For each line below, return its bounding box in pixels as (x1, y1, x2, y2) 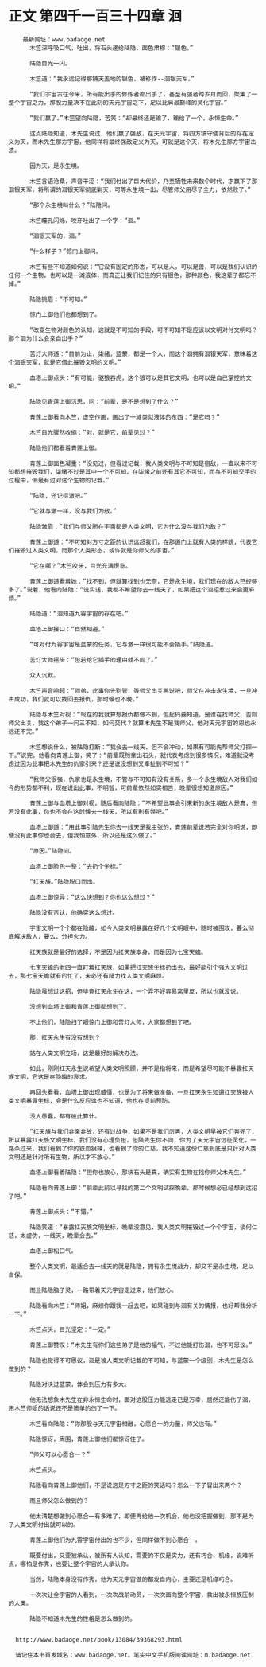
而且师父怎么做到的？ (29, 1497, 89, 1505)
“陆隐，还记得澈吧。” (29, 491, 87, 500)
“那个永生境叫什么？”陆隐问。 (29, 201, 114, 209)
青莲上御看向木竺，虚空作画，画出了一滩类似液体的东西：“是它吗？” (29, 413, 220, 421)
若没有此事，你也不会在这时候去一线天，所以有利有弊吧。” (8, 807, 169, 816)
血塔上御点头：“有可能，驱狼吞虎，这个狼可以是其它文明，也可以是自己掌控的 (29, 373, 246, 382)
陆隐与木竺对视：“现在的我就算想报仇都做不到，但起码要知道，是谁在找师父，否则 (29, 710, 258, 719)
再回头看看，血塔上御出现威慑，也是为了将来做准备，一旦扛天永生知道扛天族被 (29, 1088, 249, 1096)
